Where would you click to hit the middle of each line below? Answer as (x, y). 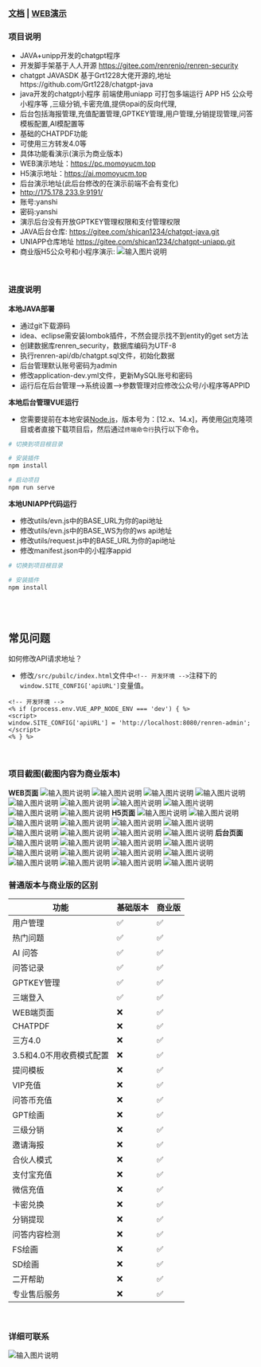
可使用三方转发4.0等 (53, 144)
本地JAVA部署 (32, 308)
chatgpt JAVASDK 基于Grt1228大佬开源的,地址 (95, 76)
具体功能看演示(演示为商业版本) (71, 154)
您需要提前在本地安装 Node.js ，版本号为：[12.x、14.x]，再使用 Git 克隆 (132, 419)
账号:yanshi (39, 202)
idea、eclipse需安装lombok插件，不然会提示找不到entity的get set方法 (134, 335)
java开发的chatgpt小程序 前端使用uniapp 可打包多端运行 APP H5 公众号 (136, 94)
